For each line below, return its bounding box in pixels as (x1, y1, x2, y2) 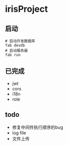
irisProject (5, 3, 48, 15)
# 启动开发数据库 (5, 38, 35, 43)
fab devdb (5, 43, 25, 48)
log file (12, 130, 26, 136)
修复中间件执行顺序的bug (12, 124, 64, 130)
